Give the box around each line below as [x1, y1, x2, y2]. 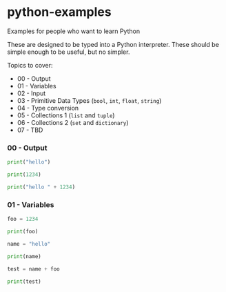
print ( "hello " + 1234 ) [7, 184, 76, 191]
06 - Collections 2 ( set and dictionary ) [17, 118, 129, 126]
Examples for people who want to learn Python [7, 27, 140, 35]
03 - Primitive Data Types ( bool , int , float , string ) [17, 96, 162, 104]
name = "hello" [7, 240, 51, 247]
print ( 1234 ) [7, 171, 41, 178]
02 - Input [17, 89, 46, 97]
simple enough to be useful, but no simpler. [7, 48, 130, 56]
